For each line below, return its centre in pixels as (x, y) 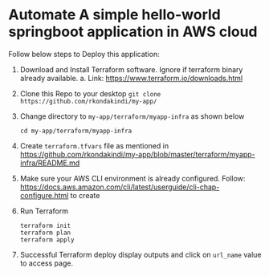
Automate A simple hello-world (114, 15)
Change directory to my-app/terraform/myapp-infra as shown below (132, 116)
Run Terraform (44, 211)
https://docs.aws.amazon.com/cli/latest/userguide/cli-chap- (120, 187)
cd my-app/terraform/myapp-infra (76, 131)
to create (85, 195)
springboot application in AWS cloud (133, 32)
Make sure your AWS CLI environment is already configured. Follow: (132, 178)
